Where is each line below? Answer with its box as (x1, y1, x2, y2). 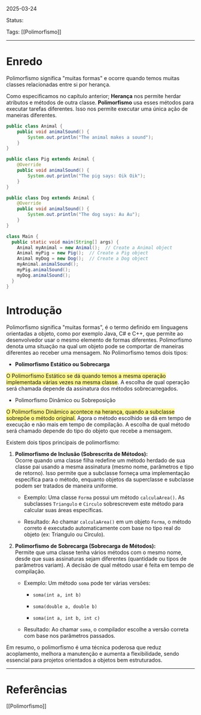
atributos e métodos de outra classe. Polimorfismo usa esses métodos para (6, 99, 194, 106)
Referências (6, 683, 68, 696)
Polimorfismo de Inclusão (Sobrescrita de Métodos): (14, 450, 148, 457)
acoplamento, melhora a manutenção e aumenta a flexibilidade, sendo (6, 650, 179, 657)
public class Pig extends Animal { (6, 156, 95, 162)
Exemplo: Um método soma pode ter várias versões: (23, 579, 151, 586)
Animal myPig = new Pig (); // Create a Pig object (17, 250, 148, 256)
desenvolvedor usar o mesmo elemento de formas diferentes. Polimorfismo (6, 336, 193, 343)
